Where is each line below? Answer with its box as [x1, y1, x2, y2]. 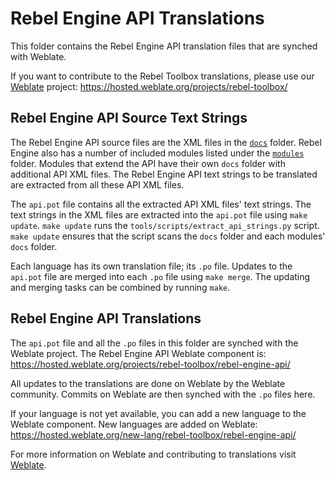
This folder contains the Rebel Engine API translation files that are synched [10, 40, 318, 52]
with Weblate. [10, 50, 67, 62]
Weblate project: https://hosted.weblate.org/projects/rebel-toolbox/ [10, 80, 288, 92]
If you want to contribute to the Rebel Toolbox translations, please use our [10, 70, 315, 82]
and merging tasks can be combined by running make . [10, 281, 231, 293]
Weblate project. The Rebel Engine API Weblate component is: [10, 347, 267, 359]
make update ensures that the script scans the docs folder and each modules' [10, 230, 326, 242]
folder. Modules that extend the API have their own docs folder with [10, 157, 286, 169]
